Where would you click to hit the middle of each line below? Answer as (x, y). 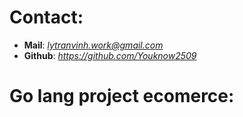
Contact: (46, 17)
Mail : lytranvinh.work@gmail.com (93, 45)
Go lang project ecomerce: (122, 96)
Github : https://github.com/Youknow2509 (110, 55)
